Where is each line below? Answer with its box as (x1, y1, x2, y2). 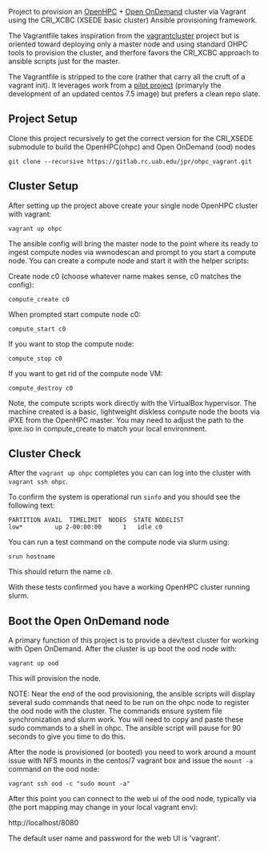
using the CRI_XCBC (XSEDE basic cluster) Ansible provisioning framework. (8, 15, 258, 25)
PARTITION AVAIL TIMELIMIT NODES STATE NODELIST (8, 517, 184, 525)
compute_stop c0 (8, 355, 62, 363)
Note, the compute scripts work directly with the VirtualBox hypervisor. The (8, 398, 257, 407)
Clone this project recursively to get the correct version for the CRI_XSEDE (8, 133, 254, 143)
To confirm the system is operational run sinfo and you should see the (8, 492, 241, 502)
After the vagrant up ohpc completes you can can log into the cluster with (8, 468, 251, 478)
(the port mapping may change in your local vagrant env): (8, 802, 198, 813)
